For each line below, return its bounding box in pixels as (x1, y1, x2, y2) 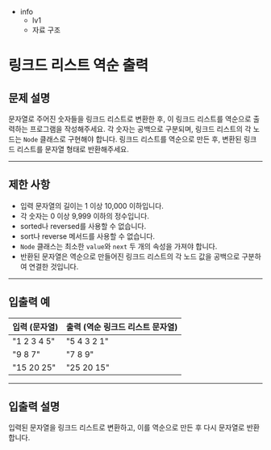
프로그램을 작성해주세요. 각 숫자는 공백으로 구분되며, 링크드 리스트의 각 (29, 125, 252, 134)
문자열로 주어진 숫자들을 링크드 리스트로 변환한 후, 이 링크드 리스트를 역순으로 (8, 114, 252, 124)
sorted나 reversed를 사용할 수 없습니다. (19, 221, 147, 231)
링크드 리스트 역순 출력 (8, 57, 149, 75)
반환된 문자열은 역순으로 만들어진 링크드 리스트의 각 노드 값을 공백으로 (19, 251, 240, 261)
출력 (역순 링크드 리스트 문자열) (65, 321, 178, 333)
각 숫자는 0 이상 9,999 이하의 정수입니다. (19, 210, 149, 221)
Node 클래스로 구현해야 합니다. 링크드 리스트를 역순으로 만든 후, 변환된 (23, 134, 242, 144)
